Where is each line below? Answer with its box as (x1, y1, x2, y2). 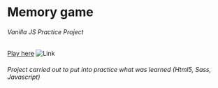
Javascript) (7, 73, 41, 81)
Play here (7, 50, 35, 58)
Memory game (7, 4, 94, 20)
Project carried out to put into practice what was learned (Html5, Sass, (7, 65, 212, 73)
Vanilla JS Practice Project (7, 27, 84, 36)
